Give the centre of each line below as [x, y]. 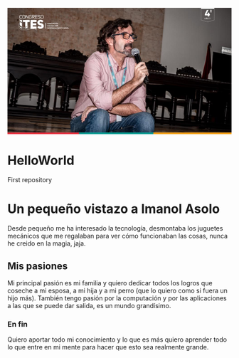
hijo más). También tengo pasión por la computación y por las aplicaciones [117, 298]
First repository [30, 180]
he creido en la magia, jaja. [47, 243]
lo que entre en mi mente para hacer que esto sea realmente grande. [108, 347]
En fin [18, 325]
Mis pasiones [38, 266]
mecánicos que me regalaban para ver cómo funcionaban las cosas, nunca [118, 236]
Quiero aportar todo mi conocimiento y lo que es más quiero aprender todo [117, 339]
